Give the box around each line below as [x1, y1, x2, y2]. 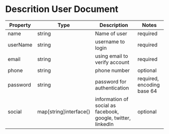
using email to [95, 52, 128, 59]
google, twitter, [95, 114, 131, 121]
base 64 [137, 87, 157, 94]
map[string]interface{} [37, 108, 91, 115]
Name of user [95, 30, 127, 37]
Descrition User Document [5, 3, 119, 15]
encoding [137, 81, 160, 88]
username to [95, 38, 125, 45]
